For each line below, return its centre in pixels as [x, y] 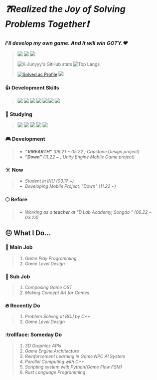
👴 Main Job [19, 247]
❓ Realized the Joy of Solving [65, 9]
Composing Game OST [48, 287]
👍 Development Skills [32, 88]
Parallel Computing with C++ [55, 362]
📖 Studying [19, 114]
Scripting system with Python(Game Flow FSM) [73, 367]
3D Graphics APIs [43, 346]
